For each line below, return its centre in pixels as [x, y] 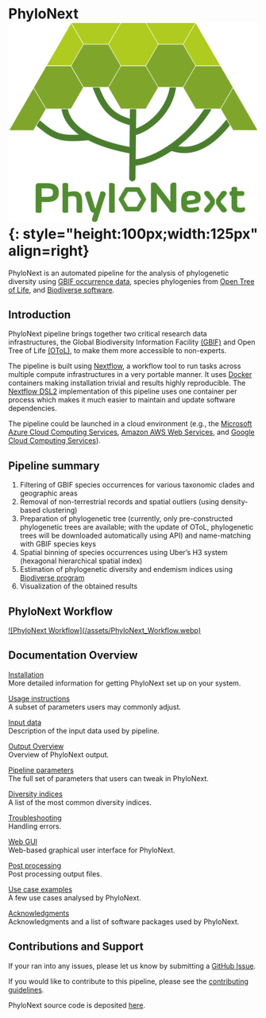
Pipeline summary [54, 466]
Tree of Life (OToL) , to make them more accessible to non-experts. [118, 351]
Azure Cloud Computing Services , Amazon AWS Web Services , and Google [132, 432]
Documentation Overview [73, 656]
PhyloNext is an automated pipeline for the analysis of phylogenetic [119, 273]
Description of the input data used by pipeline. [84, 730]
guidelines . [26, 989]
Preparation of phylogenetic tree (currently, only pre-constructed [126, 519]
